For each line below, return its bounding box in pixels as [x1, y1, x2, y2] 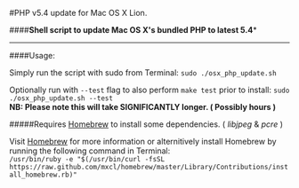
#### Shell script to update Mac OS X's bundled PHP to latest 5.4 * [9, 25, 257, 35]
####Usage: [9, 51, 55, 60]
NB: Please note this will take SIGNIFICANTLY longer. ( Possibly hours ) [9, 102, 277, 112]
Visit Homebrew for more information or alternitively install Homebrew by [9, 137, 278, 146]
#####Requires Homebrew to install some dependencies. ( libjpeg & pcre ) [9, 119, 283, 129]
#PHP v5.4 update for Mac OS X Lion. [9, 8, 148, 18]
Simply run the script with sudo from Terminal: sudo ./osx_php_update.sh [9, 67, 278, 78]
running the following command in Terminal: [9, 145, 171, 156]
